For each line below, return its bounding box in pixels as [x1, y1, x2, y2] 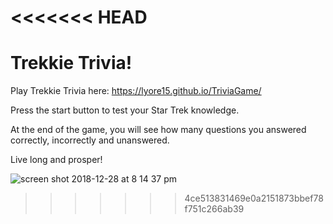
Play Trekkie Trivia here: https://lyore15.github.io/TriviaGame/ [10, 85, 262, 97]
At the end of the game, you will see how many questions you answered [10, 124, 307, 136]
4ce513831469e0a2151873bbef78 [184, 192, 324, 205]
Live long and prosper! [10, 154, 103, 166]
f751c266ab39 [184, 203, 245, 215]
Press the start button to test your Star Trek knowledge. [10, 104, 240, 116]
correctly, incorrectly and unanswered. [10, 134, 170, 146]
